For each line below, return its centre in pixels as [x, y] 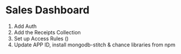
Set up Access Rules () [41, 38]
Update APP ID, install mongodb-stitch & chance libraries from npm [95, 45]
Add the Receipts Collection [47, 32]
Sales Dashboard [47, 10]
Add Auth [25, 26]
